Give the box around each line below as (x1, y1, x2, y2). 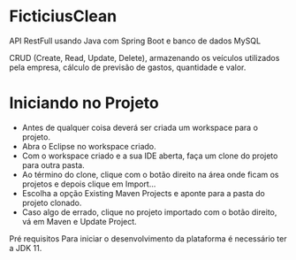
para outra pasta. (21, 159, 86, 170)
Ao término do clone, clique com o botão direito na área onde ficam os (21, 169, 279, 180)
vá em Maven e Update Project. (21, 216, 137, 226)
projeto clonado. (21, 197, 82, 208)
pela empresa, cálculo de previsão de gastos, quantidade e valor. (9, 62, 247, 73)
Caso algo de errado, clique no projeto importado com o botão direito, (21, 206, 277, 218)
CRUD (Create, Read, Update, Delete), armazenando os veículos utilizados (9, 52, 280, 63)
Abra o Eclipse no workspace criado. (21, 141, 156, 151)
